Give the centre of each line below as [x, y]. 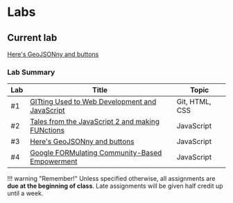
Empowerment [54, 161]
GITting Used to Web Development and [93, 102]
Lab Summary [31, 72]
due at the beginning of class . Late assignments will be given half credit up [115, 186]
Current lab [32, 38]
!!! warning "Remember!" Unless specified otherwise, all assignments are [111, 179]
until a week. [25, 193]
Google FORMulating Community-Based [96, 153]
